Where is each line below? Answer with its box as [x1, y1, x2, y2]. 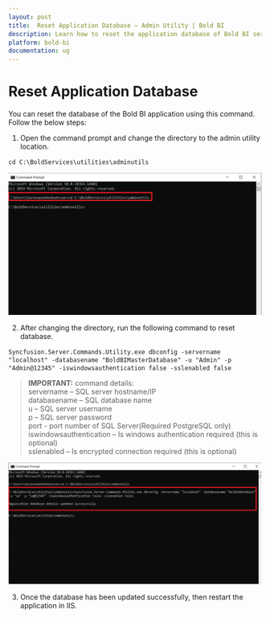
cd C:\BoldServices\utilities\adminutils [8, 158, 149, 166]
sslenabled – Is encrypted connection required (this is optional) [27, 447, 237, 456]
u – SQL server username [27, 404, 112, 414]
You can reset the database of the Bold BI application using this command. [8, 109, 256, 119]
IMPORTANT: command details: [27, 379, 134, 388]
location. [19, 141, 50, 152]
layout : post [8, 13, 52, 21]
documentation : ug [8, 47, 70, 55]
